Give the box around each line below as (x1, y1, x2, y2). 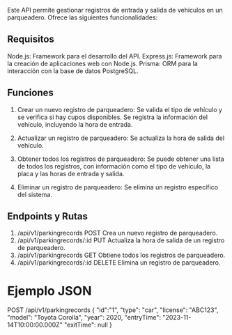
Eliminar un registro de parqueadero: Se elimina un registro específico (17, 182, 218, 191)
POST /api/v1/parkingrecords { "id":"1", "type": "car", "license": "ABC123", (7, 306, 219, 314)
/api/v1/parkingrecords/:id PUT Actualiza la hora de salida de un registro (17, 236, 225, 244)
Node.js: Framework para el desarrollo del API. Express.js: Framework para (7, 52, 222, 60)
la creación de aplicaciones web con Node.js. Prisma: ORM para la (7, 59, 199, 68)
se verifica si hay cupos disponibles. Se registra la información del (17, 113, 208, 121)
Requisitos (7, 33, 54, 45)
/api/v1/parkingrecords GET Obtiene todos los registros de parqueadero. (17, 251, 226, 260)
